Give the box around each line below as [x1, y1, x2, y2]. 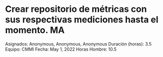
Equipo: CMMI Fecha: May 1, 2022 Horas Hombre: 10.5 [5, 46, 117, 52]
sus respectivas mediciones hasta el [5, 14, 159, 25]
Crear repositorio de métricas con [5, 3, 147, 15]
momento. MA [5, 25, 65, 36]
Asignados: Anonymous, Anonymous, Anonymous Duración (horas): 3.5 [5, 41, 152, 47]
